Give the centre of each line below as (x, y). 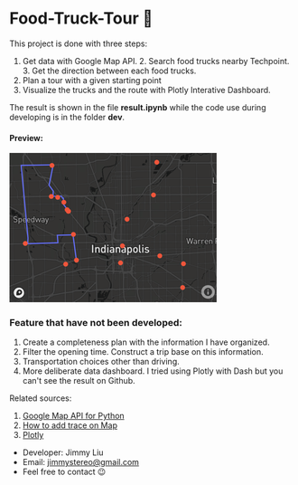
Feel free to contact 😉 (64, 472)
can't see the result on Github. (79, 381)
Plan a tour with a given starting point (92, 80)
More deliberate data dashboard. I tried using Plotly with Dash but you (153, 371)
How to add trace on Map (70, 425)
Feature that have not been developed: (96, 323)
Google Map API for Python (73, 416)
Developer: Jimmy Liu (63, 452)
